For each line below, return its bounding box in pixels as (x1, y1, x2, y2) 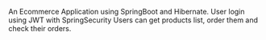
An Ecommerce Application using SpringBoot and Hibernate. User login (8, 7, 245, 16)
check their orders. (8, 24, 72, 33)
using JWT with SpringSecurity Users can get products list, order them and (8, 15, 259, 25)
